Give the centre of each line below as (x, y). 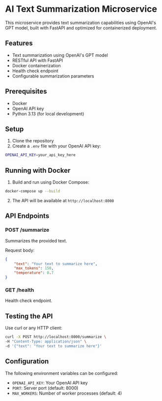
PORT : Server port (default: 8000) (45, 388)
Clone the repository (33, 141)
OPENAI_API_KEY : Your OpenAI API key (50, 383)
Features (19, 43)
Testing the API (29, 316)
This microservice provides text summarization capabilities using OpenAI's (81, 23)
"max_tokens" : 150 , (34, 268)
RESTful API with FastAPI (38, 60)
